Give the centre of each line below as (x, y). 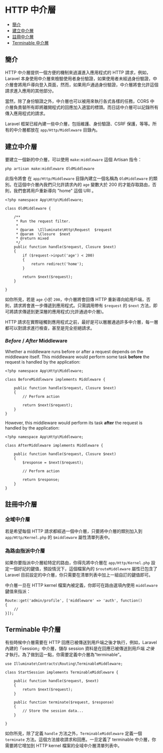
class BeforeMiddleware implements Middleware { (55, 379)
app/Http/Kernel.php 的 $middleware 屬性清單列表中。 (59, 537)
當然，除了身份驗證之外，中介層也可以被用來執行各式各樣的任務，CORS (77, 101)
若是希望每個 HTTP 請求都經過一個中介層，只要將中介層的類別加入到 (74, 531)
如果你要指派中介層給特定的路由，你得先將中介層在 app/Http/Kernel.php (77, 562)
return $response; (41, 479)
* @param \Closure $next (43, 234)
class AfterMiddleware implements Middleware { (54, 445)
